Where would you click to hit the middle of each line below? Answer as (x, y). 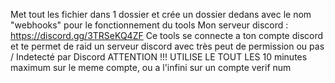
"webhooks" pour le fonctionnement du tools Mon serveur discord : (149, 25)
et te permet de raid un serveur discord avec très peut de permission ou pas (167, 46)
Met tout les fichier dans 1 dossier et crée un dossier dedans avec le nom (161, 14)
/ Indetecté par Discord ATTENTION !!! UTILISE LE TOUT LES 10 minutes (159, 57)
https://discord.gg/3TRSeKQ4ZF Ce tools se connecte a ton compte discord (167, 35)
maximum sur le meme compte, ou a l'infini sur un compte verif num (151, 67)
